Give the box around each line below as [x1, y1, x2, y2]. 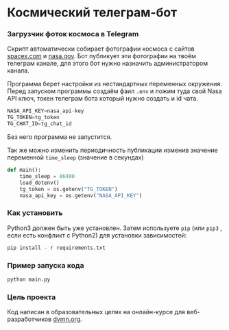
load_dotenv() [19, 179, 60, 186]
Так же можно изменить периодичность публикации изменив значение [7, 146, 218, 155]
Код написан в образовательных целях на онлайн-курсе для [7, 308, 185, 316]
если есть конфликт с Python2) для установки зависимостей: [7, 231, 187, 239]
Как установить [7, 208, 63, 218]
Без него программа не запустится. [7, 133, 112, 141]
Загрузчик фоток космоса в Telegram [7, 29, 139, 39]
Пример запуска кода [7, 260, 84, 270]
